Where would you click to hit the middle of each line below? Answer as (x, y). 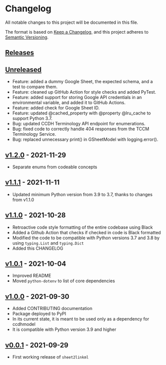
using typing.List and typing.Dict (48, 243)
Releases (20, 53)
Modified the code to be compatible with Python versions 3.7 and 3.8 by (86, 238)
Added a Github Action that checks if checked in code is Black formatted (86, 232)
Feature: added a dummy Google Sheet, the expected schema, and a (83, 82)
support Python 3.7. (32, 118)
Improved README (32, 276)
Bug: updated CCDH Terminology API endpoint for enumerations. (79, 124)
